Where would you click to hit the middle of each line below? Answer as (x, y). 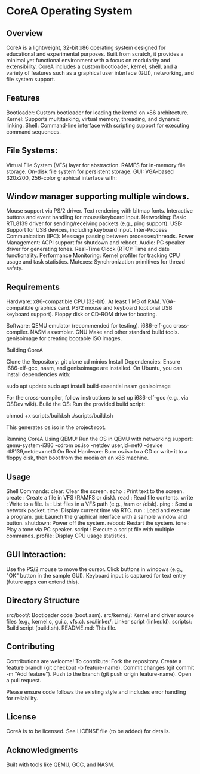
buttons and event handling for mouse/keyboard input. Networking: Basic (96, 217)
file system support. (31, 79)
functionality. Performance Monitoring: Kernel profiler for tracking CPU (93, 255)
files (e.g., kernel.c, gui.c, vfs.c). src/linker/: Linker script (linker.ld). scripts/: (99, 621)
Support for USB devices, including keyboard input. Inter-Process (87, 230)
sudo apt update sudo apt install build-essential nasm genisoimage (89, 386)
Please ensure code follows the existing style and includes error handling (96, 692)
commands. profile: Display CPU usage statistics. (67, 536)
